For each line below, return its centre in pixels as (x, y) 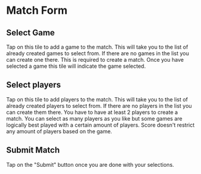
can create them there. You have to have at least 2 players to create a (92, 112)
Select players (34, 85)
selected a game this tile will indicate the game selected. (76, 66)
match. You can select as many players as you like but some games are (94, 118)
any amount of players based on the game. (59, 131)
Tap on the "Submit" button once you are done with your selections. (90, 164)
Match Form (37, 10)
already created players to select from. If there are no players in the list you (99, 106)
